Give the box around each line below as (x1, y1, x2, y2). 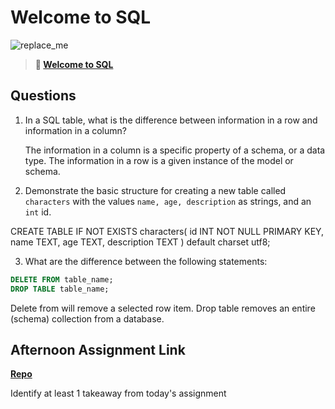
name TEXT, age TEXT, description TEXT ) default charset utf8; (10, 236, 271, 248)
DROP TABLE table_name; (10, 284, 110, 294)
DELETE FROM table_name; (10, 274, 114, 285)
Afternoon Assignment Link (10, 341, 186, 358)
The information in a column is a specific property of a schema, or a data (24, 144, 326, 156)
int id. (24, 206, 52, 218)
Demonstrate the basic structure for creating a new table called (24, 184, 287, 196)
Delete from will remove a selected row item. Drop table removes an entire (10, 302, 316, 314)
